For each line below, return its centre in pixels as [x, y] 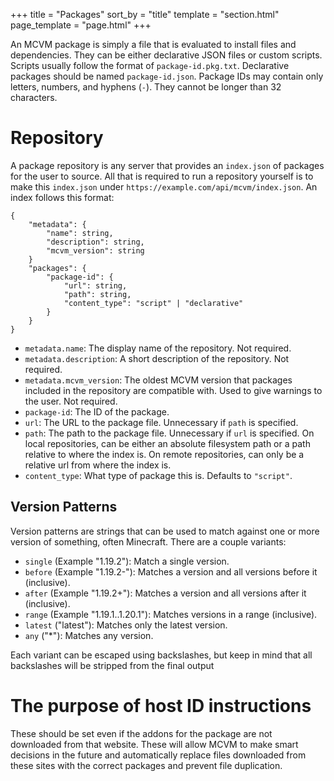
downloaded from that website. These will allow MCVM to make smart [154, 744]
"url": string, [95, 285]
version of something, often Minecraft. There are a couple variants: [148, 541]
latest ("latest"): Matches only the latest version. [126, 625]
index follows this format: [62, 197]
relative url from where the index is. [98, 465]
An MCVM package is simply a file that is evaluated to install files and [153, 44]
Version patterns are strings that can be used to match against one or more [165, 531]
